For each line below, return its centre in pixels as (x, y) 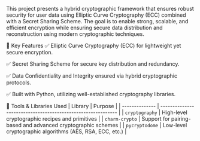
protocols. (19, 82)
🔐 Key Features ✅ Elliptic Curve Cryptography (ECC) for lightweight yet (94, 45)
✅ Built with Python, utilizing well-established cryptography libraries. (91, 94)
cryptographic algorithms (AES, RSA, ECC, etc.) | (66, 131)
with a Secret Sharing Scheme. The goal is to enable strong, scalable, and (97, 21)
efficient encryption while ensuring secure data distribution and (84, 27)
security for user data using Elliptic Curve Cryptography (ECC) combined (96, 15)
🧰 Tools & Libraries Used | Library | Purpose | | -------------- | (83, 106)
